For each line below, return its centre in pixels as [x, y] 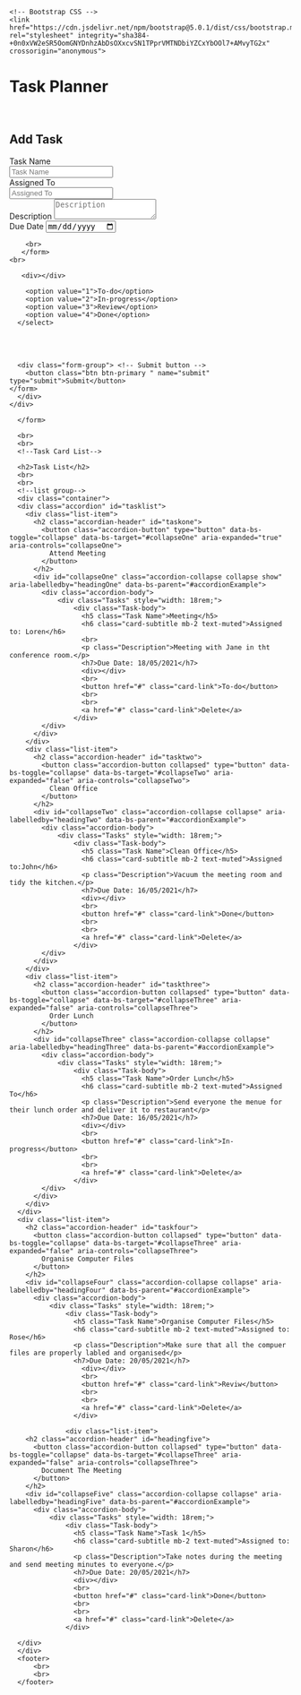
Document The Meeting [82, 1471]
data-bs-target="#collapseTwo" [152, 773]
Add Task [36, 139]
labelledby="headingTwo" [56, 820]
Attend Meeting [77, 554]
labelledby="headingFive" [57, 1502]
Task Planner [59, 86]
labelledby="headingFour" [57, 1291]
